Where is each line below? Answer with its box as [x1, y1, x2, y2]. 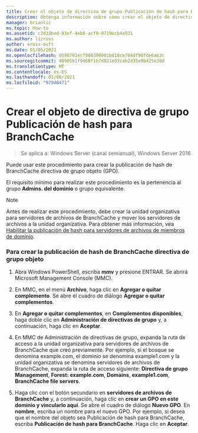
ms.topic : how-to [6, 25, 49, 31]
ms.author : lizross [6, 36, 54, 42]
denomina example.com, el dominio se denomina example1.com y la [14, 353, 180, 360]
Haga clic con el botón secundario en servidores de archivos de [14, 389, 172, 396]
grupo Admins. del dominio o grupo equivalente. [6, 185, 125, 192]
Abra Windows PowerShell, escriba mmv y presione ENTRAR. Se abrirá [14, 269, 188, 276]
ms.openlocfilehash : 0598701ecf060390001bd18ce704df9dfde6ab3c [6, 52, 165, 58]
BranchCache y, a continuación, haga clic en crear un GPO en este [14, 395, 179, 402]
